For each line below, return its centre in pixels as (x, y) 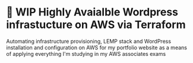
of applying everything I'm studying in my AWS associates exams (86, 53)
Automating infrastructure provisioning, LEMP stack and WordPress (88, 41)
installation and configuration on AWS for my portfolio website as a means (96, 48)
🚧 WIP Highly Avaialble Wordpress (92, 12)
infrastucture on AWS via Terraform (96, 25)
